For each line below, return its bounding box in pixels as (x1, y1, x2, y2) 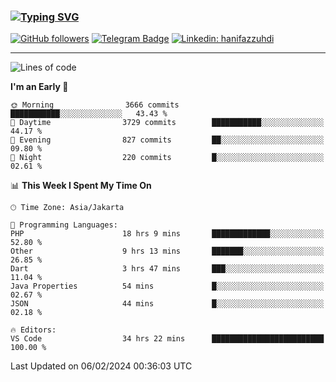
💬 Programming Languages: (10, 220, 118, 230)
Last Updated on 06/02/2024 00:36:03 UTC (10, 360, 193, 372)
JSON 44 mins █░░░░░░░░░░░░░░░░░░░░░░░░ (10, 299, 325, 309)
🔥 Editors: (10, 325, 57, 335)
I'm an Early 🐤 (10, 81, 69, 93)
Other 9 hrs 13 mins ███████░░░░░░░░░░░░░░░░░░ (10, 246, 325, 257)
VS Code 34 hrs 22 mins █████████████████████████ (10, 334, 325, 344)
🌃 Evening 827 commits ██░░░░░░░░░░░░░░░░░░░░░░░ (10, 135, 325, 145)
